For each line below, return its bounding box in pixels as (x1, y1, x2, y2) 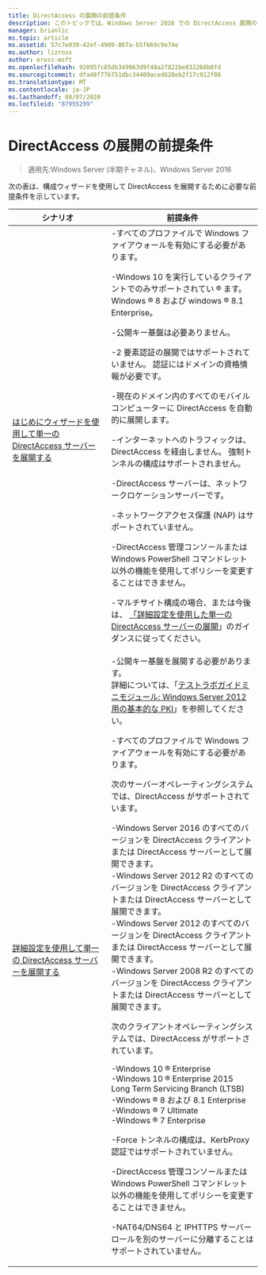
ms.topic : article (8, 33, 69, 42)
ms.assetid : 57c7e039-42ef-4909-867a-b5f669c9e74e (8, 41, 179, 49)
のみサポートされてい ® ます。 (134, 284, 247, 295)
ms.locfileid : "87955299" (8, 100, 93, 108)
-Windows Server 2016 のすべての (110, 823, 241, 834)
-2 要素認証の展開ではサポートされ (110, 347, 243, 358)
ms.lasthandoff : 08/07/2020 (8, 93, 101, 101)
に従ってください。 (134, 633, 206, 644)
